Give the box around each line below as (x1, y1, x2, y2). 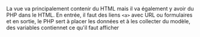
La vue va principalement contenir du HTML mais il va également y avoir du (6, 5, 195, 12)
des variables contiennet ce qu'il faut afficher (6, 24, 120, 31)
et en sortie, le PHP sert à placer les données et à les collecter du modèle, (6, 18, 191, 24)
